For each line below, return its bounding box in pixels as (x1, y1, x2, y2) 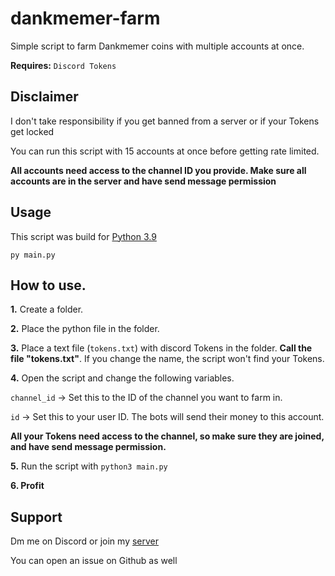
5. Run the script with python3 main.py (10, 460, 168, 472)
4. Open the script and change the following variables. (10, 372, 235, 384)
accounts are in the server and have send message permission (10, 175, 277, 187)
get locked (10, 125, 55, 137)
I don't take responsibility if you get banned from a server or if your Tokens (10, 115, 320, 127)
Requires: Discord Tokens (10, 59, 117, 71)
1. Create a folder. (10, 303, 84, 316)
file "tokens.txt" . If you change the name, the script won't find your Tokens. (10, 353, 325, 365)
